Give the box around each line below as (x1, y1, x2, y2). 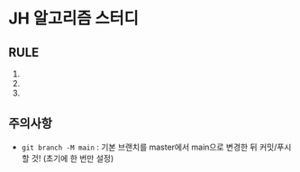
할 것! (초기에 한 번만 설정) (21, 152, 114, 163)
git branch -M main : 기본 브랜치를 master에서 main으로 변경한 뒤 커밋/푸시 (21, 141, 292, 152)
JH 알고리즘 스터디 (8, 8, 139, 29)
